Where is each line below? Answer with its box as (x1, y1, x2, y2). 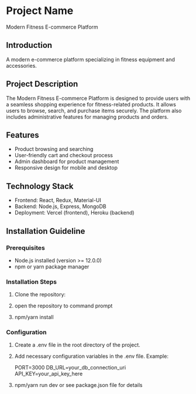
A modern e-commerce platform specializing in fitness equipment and (6, 56, 176, 63)
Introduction (6, 40, 53, 50)
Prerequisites (6, 244, 45, 252)
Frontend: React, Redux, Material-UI (14, 197, 101, 204)
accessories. (6, 62, 37, 69)
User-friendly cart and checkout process (14, 152, 113, 159)
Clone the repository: (14, 291, 66, 298)
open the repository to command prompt (14, 302, 113, 309)
